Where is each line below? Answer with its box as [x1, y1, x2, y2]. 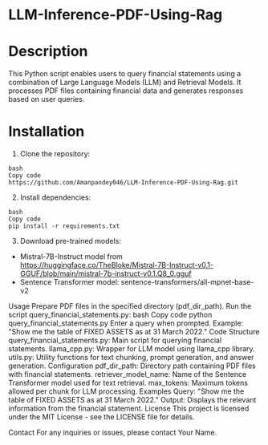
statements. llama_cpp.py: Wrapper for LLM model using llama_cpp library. [8, 344, 255, 354]
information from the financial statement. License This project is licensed [8, 403, 250, 414]
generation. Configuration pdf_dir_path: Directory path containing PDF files [8, 361, 256, 370]
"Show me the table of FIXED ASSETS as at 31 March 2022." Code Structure [8, 327, 260, 337]
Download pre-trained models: [19, 237, 122, 246]
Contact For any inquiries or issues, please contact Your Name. [8, 427, 217, 438]
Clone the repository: [19, 149, 91, 159]
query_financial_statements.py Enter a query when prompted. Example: [8, 318, 243, 328]
